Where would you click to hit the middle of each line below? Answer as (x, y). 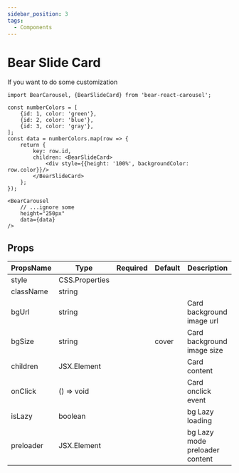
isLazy (22, 416)
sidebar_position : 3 (38, 14)
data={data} (38, 220)
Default (168, 268)
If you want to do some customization (63, 82)
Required (132, 268)
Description (208, 268)
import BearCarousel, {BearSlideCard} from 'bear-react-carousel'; (110, 95)
